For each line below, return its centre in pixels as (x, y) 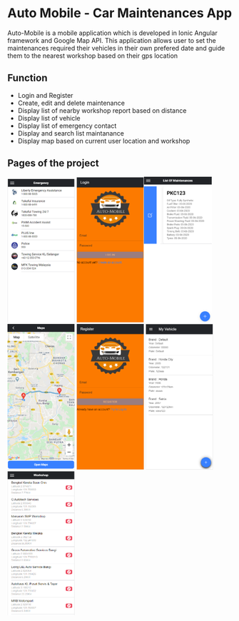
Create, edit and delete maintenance (71, 103)
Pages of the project (53, 163)
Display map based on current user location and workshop (104, 141)
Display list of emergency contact (67, 126)
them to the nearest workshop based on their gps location (93, 56)
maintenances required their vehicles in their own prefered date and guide (116, 48)
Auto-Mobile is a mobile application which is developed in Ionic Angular (112, 33)
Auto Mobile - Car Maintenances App (120, 13)
